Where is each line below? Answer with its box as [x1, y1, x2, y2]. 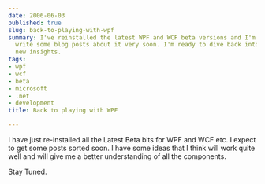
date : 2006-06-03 [8, 11, 65, 20]
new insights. [15, 48, 62, 56]
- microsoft [8, 84, 47, 93]
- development [8, 99, 55, 107]
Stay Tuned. [8, 167, 47, 176]
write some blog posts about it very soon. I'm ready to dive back [15, 41, 242, 49]
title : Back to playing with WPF [8, 107, 118, 115]
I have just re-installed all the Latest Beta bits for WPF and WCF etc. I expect [8, 135, 256, 144]
